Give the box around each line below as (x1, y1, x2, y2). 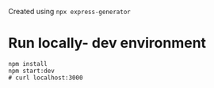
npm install (8, 60, 48, 68)
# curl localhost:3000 (8, 74, 83, 82)
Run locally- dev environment (8, 35, 207, 52)
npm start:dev (8, 67, 55, 75)
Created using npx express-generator (8, 7, 131, 16)
